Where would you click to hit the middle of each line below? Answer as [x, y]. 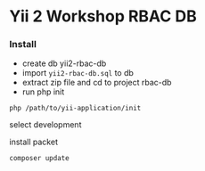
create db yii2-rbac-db [64, 63]
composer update [39, 159]
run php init [43, 92]
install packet [33, 142]
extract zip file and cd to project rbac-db [97, 83]
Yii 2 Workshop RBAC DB [103, 16]
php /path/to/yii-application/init [75, 109]
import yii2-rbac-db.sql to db [78, 73]
